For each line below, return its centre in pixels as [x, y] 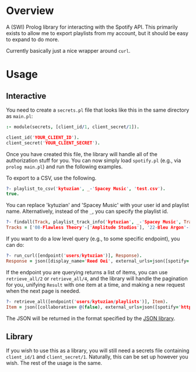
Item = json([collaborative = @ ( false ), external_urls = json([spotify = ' [94, 307]
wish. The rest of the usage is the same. [54, 363]
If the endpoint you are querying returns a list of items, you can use [87, 272]
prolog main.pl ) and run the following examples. [64, 166]
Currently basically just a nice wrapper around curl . [68, 50]
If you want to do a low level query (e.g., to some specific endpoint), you [93, 239]
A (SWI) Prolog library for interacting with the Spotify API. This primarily [92, 27]
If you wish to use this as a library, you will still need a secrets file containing [98, 351]
